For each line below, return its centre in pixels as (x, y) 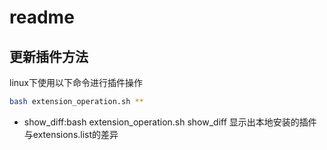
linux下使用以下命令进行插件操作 (76, 82)
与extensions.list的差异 (71, 134)
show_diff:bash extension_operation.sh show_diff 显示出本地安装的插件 (170, 122)
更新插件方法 (49, 56)
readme (42, 17)
